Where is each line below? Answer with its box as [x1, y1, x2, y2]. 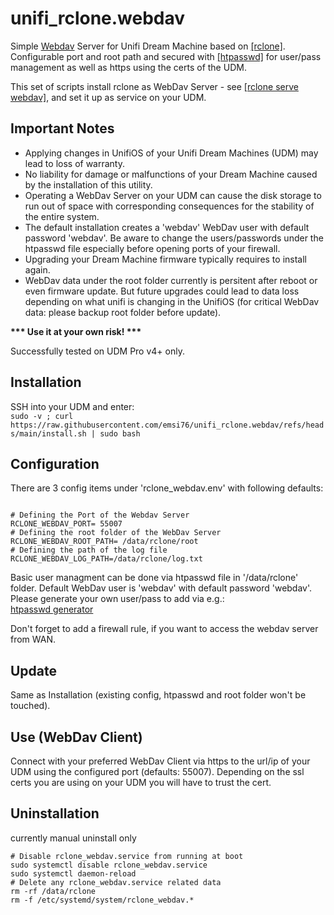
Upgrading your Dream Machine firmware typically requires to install [24, 253, 307, 265]
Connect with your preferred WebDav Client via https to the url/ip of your [10, 755, 311, 767]
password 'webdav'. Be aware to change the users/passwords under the [24, 232, 324, 244]
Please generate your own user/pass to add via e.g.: [10, 593, 225, 605]
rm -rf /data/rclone [10, 886, 97, 896]
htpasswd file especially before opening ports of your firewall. [24, 242, 281, 254]
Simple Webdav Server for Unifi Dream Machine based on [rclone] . [10, 40, 286, 52]
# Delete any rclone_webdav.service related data [10, 877, 222, 887]
